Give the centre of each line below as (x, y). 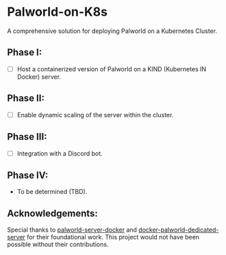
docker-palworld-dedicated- (178, 230)
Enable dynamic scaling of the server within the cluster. (95, 114)
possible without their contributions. (58, 245)
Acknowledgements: (52, 213)
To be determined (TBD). (52, 192)
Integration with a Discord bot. (60, 153)
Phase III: (27, 137)
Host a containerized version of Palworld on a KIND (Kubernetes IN (112, 69)
